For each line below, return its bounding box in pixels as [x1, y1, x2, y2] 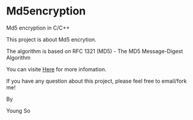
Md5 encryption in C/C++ [6, 24, 71, 31]
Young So [6, 107, 31, 114]
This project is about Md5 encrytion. [6, 36, 96, 43]
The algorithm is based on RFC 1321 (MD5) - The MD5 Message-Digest [6, 47, 183, 55]
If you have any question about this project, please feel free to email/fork [6, 77, 187, 84]
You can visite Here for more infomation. [6, 65, 107, 73]
